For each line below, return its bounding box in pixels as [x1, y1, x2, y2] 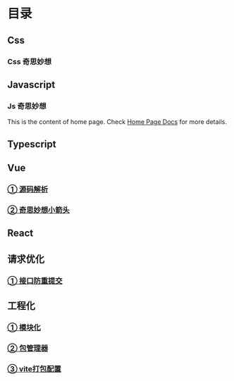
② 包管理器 [7, 343, 49, 353]
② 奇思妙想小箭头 [7, 205, 70, 215]
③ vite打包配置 [7, 363, 61, 373]
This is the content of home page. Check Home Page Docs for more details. [7, 118, 228, 126]
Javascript [7, 78, 56, 91]
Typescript [7, 138, 56, 150]
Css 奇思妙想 [7, 56, 51, 66]
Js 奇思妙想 [7, 101, 47, 111]
